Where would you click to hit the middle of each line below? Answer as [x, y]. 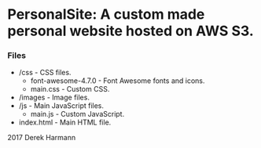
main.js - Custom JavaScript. [77, 114]
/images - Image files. [54, 97]
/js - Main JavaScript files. [61, 106]
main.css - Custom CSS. [70, 89]
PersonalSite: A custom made [106, 14]
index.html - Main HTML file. [65, 122]
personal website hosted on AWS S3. [131, 31]
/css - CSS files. [45, 73]
